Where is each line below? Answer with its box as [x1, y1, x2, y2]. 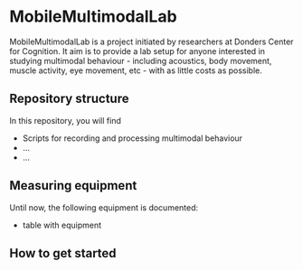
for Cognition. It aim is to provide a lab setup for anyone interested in [9, 45, 265, 56]
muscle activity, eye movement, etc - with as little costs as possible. [9, 65, 262, 76]
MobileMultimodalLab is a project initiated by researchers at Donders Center [9, 36, 294, 47]
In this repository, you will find [9, 115, 122, 126]
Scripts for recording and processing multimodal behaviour [22, 133, 242, 144]
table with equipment [22, 219, 102, 230]
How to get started [9, 246, 117, 261]
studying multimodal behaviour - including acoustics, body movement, [9, 55, 272, 66]
